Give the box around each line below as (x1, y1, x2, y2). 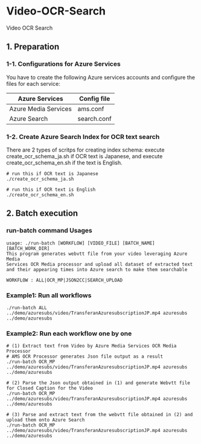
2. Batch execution (6, 208, 78, 219)
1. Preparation (6, 42, 59, 52)
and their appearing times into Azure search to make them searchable (6, 266, 188, 272)
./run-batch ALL (6, 304, 47, 310)
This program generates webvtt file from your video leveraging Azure (6, 251, 188, 257)
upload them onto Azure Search (6, 417, 85, 423)
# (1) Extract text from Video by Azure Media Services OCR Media (6, 343, 177, 349)
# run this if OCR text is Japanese (6, 170, 98, 176)
